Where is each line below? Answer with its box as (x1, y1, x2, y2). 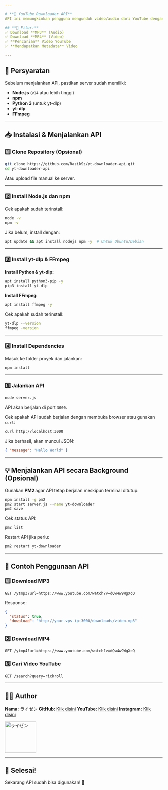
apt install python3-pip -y (5, 279, 64, 284)
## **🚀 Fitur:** (5, 25, 39, 30)
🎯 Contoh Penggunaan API (5, 562, 89, 571)
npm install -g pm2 (5, 497, 46, 502)
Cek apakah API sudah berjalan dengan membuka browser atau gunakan (5, 414, 155, 420)
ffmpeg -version (5, 325, 39, 330)
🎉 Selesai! (5, 766, 36, 775)
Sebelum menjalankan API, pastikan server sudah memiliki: (5, 80, 126, 86)
